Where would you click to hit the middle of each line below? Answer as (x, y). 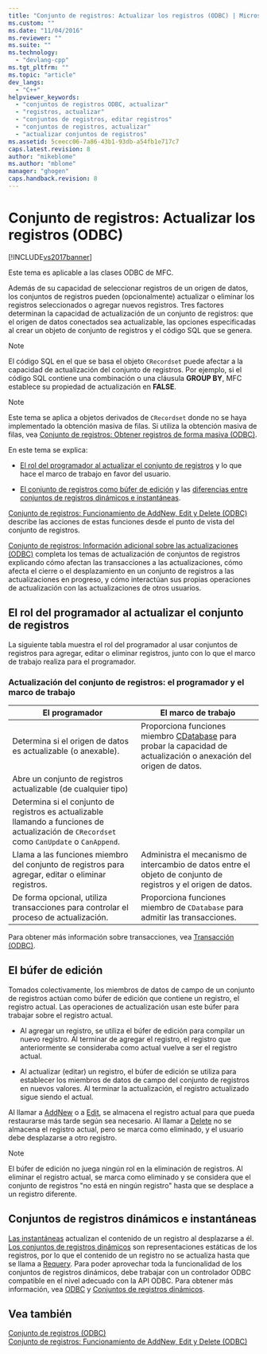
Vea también (40, 1314)
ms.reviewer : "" (35, 38)
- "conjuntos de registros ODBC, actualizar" (92, 104)
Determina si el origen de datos (71, 740)
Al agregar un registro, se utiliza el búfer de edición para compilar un (132, 1030)
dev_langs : (26, 82)
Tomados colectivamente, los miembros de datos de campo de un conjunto (132, 990)
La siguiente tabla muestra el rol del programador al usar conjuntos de (123, 644)
